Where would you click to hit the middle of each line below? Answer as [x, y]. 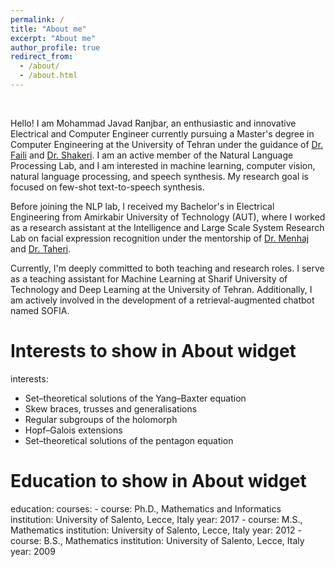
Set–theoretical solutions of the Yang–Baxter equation [135, 398]
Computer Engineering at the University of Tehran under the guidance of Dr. [167, 144]
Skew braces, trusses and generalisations [111, 408]
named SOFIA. [40, 310]
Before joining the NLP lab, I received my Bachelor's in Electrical [142, 206]
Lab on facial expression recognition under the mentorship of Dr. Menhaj [160, 238]
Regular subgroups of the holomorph [101, 419]
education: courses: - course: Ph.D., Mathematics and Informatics [146, 508]
